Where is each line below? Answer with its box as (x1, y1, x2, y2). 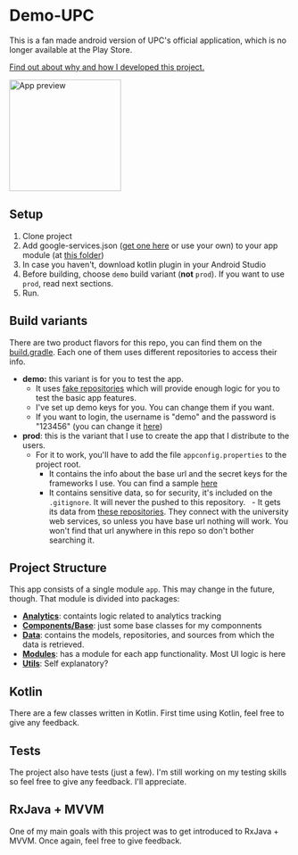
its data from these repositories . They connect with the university (48, 506, 289, 517)
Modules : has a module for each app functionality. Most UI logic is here (21, 649, 286, 660)
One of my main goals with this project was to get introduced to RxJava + (9, 826, 279, 836)
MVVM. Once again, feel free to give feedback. (9, 835, 183, 846)
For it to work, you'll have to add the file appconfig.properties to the (35, 449, 287, 460)
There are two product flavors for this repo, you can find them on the (9, 336, 262, 348)
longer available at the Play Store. (9, 44, 133, 54)
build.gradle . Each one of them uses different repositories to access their (9, 346, 277, 357)
